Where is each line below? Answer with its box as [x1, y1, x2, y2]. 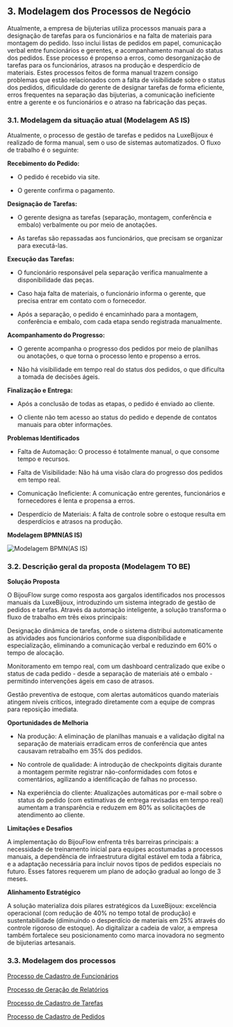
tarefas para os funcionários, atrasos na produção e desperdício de [7, 60, 200, 69]
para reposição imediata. [7, 705, 79, 713]
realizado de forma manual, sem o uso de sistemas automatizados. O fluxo [7, 138, 221, 147]
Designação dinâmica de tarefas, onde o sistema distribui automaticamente [7, 626, 224, 635]
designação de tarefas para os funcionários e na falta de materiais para [7, 31, 212, 40]
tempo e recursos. [17, 455, 70, 463]
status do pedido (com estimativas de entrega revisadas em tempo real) [17, 796, 224, 804]
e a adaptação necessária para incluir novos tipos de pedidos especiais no [7, 860, 221, 868]
